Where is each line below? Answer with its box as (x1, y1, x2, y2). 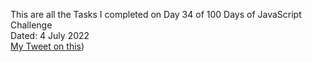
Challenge (10, 19, 53, 31)
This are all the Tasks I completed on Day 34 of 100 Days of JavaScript (10, 9, 302, 20)
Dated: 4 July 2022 (10, 30, 90, 41)
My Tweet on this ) (10, 40, 85, 52)
